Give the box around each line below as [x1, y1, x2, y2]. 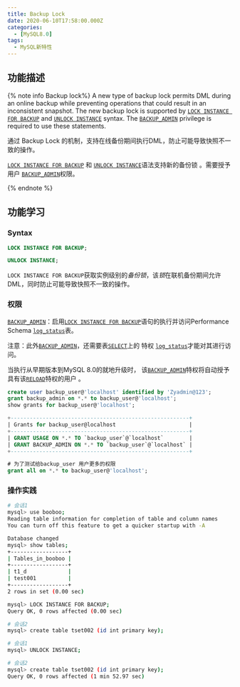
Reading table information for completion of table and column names [7, 516, 219, 523]
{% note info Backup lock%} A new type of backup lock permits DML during [7, 91, 231, 100]
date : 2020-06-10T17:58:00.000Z [7, 17, 103, 24]
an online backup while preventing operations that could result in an [7, 99, 207, 107]
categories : [7, 24, 43, 31]
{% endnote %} [7, 184, 53, 192]
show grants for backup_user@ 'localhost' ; [7, 401, 135, 409]
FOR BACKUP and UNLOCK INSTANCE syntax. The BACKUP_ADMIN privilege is [7, 114, 212, 122]
